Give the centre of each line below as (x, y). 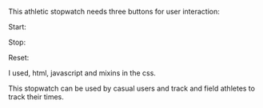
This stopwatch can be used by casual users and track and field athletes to (132, 88)
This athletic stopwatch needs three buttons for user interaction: (114, 12)
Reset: (19, 58)
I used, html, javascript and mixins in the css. (82, 73)
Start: (17, 27)
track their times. (36, 97)
